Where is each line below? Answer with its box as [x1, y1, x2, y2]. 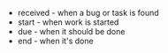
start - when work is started [17, 17, 119, 27]
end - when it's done [17, 35, 95, 46]
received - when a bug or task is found [17, 8, 159, 18]
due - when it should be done [17, 26, 126, 36]
